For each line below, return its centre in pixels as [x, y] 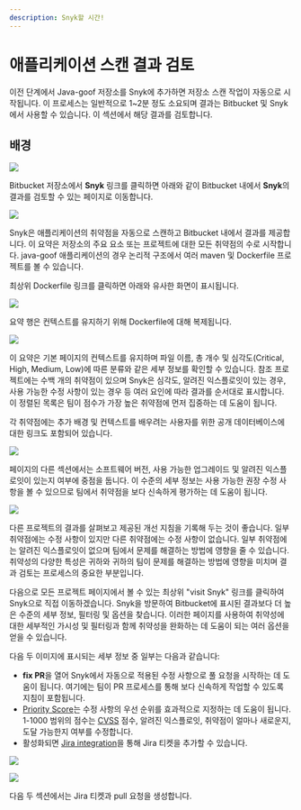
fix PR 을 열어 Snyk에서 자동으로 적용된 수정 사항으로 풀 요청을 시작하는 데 [151, 676]
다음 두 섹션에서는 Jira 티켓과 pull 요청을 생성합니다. [101, 796]
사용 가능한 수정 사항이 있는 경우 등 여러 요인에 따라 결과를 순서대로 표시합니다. [147, 392]
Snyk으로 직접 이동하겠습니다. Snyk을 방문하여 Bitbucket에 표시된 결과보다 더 [146, 604]
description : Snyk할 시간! [57, 18]
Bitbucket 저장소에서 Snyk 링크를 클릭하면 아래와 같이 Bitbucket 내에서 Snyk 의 [150, 186]
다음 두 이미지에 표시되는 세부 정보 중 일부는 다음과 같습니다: [115, 656]
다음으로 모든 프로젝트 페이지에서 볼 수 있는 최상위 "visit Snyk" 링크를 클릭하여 [147, 592]
